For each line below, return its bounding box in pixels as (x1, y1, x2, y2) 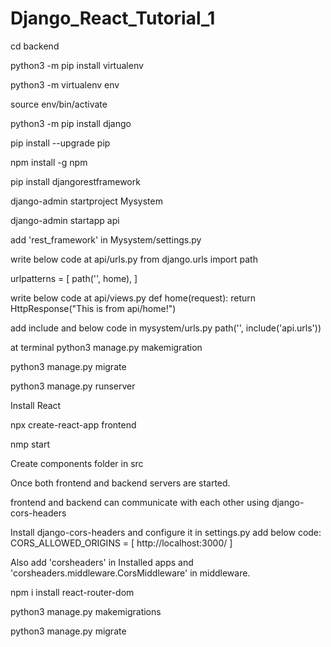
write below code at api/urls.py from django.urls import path (10, 253, 258, 265)
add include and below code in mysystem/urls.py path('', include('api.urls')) (10, 322, 322, 334)
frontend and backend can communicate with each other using (10, 496, 270, 508)
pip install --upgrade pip (10, 137, 111, 149)
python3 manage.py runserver (10, 380, 136, 392)
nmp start (10, 438, 51, 450)
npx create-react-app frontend (10, 418, 137, 431)
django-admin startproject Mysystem (10, 195, 163, 207)
